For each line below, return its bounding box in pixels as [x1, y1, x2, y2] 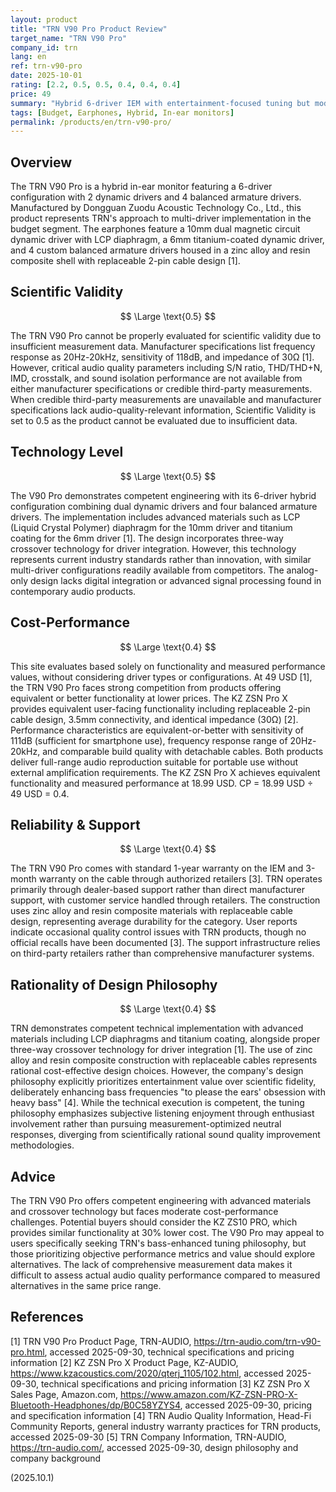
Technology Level [10, 444, 124, 461]
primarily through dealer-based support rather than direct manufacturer [10, 884, 306, 896]
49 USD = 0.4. [10, 787, 70, 800]
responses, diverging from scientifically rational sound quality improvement [10, 1129, 321, 1141]
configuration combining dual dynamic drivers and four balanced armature [10, 500, 318, 512]
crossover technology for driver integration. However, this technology [10, 542, 297, 555]
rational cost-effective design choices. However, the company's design [10, 1065, 304, 1077]
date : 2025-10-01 [10, 71, 83, 81]
